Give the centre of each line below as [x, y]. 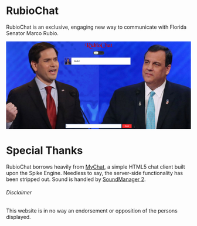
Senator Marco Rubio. [32, 33]
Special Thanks [45, 150]
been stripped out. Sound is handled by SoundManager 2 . [76, 179]
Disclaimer [19, 193]
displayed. [18, 217]
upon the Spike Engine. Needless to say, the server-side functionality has [95, 173]
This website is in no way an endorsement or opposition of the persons [92, 210]
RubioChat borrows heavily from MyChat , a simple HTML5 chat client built [96, 167]
